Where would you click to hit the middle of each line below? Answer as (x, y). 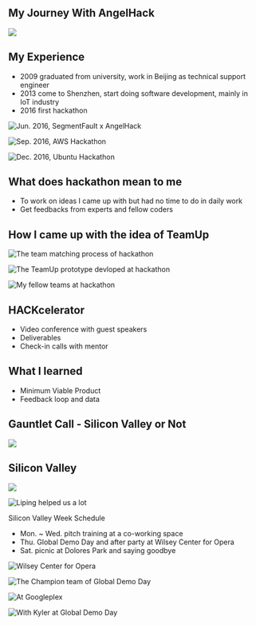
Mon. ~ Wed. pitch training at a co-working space (101, 533)
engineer (35, 85)
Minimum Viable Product (60, 390)
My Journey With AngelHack (82, 13)
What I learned (45, 371)
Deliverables (40, 338)
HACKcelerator (47, 310)
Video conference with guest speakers (83, 329)
